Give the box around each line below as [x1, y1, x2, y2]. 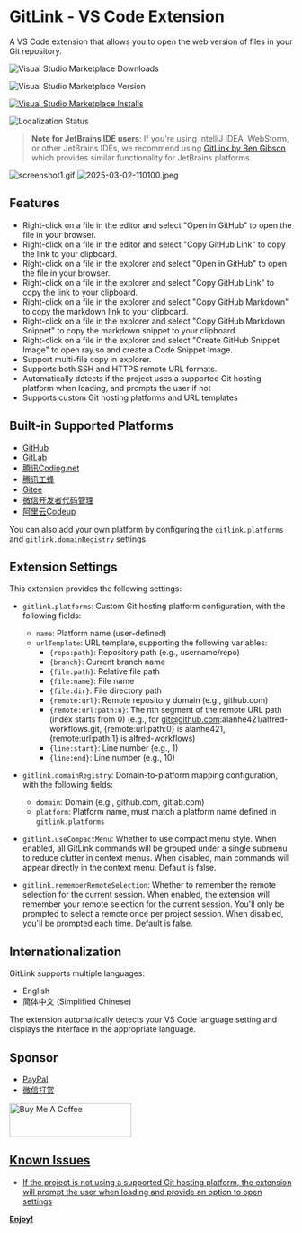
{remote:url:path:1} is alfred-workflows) [49, 733, 196, 744]
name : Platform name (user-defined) [35, 628, 167, 639]
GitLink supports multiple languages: [9, 968, 146, 979]
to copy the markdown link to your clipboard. [22, 306, 189, 316]
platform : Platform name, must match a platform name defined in [35, 807, 277, 817]
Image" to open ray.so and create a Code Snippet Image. [22, 344, 234, 355]
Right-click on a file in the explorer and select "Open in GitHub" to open [22, 258, 288, 269]
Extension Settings [9, 559, 118, 574]
